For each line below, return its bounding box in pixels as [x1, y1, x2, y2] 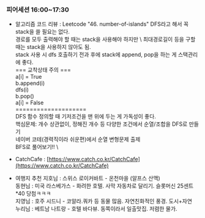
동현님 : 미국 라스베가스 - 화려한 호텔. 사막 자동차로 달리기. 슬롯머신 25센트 [15, 182, 194, 190]
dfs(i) [15, 86, 29, 93]
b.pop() [15, 93, 35, 100]
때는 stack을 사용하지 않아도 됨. [15, 43, 91, 51]
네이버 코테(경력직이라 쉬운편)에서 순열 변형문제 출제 [15, 136, 141, 143]
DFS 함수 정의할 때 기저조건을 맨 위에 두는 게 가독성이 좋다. [15, 113, 156, 120]
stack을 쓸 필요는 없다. [15, 28, 70, 35]
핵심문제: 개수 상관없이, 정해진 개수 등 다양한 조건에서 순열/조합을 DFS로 [15, 120, 188, 128]
